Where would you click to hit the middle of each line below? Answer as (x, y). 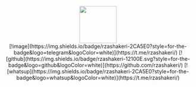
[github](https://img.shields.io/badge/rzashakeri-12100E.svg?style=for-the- (98, 59)
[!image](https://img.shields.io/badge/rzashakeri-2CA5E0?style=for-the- (98, 46)
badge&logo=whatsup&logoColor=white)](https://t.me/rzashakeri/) (98, 78)
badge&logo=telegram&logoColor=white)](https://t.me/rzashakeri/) (96, 52)
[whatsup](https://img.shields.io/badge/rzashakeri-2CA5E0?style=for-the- (98, 71)
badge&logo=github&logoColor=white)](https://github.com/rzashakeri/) (96, 65)
